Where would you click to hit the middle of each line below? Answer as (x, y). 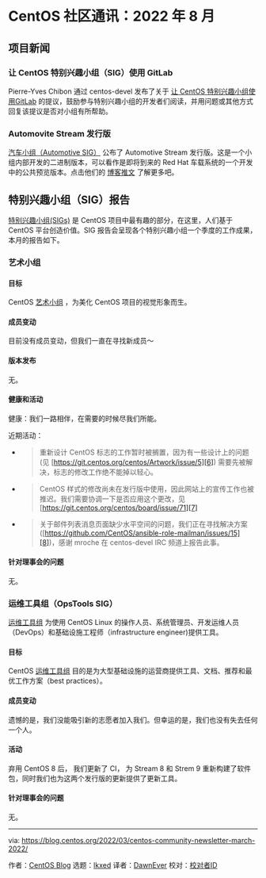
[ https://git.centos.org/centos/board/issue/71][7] (118, 508)
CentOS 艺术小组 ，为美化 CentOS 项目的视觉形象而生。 (100, 302)
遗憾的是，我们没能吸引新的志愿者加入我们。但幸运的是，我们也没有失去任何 (133, 719)
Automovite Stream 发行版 (59, 133)
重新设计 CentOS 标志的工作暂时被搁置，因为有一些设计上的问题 (144, 452)
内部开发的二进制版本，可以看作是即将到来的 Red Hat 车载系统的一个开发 (134, 163)
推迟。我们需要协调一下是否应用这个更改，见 (112, 498)
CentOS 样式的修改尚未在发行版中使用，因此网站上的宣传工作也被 (147, 489)
